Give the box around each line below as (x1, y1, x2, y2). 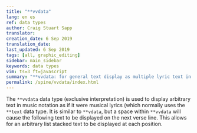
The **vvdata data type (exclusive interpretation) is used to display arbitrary (6, 96, 191, 103)
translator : (6, 30, 35, 36)
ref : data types (6, 19, 46, 25)
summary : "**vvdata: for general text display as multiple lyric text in (6, 74, 192, 80)
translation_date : (6, 42, 51, 47)
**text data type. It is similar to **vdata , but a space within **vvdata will (6, 108, 181, 115)
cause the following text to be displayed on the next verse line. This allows (6, 114, 187, 121)
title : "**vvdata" (6, 8, 51, 15)
